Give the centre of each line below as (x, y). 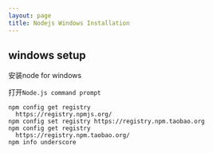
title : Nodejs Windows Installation (69, 23)
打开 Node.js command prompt (55, 92)
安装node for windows (45, 76)
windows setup (47, 55)
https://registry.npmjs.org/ (64, 115)
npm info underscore (43, 143)
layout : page (30, 16)
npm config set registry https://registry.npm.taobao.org (106, 122)
